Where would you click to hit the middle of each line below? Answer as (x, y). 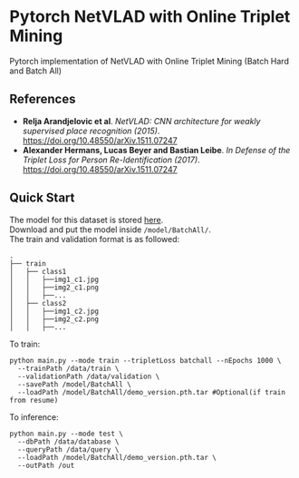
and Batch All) (35, 71)
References (43, 99)
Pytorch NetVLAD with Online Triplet (150, 17)
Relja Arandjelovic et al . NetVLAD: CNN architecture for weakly (141, 121)
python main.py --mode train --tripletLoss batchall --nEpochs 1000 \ (145, 360)
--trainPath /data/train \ (68, 368)
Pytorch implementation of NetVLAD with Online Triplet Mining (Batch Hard (149, 61)
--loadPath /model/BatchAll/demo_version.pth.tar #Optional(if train (151, 392)
